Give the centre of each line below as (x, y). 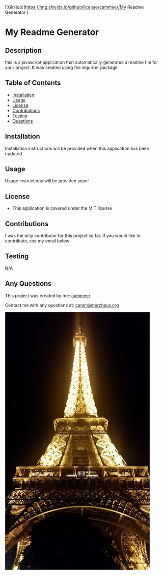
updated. (14, 153)
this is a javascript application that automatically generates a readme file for (82, 62)
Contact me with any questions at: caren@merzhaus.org (62, 305)
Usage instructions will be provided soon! (47, 181)
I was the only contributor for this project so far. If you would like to (73, 236)
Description (23, 51)
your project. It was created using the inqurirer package (61, 68)
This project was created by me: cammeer (48, 296)
